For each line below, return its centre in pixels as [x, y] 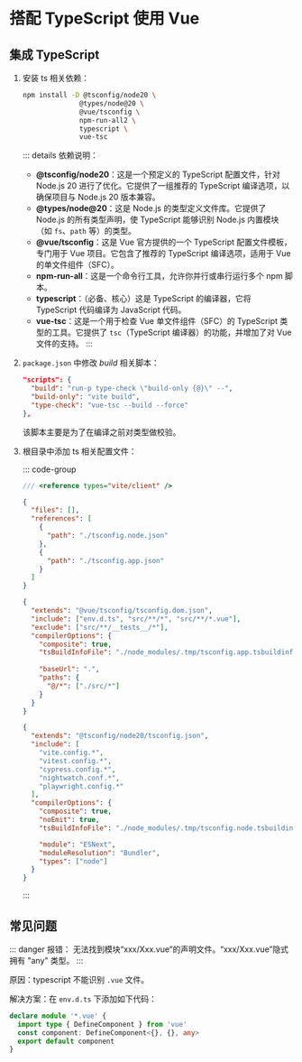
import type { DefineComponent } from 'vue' [102, 1024]
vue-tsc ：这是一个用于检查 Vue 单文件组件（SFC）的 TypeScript [156, 321]
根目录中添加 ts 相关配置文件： [79, 451]
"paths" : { [59, 678]
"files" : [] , [55, 511]
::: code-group [49, 469]
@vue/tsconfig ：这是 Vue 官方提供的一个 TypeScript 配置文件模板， [164, 242]
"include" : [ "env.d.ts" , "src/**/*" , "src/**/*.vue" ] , [136, 619]
